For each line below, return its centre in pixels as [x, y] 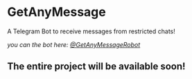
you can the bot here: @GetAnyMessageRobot [74, 44]
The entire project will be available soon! [96, 67]
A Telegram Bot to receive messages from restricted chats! [91, 31]
